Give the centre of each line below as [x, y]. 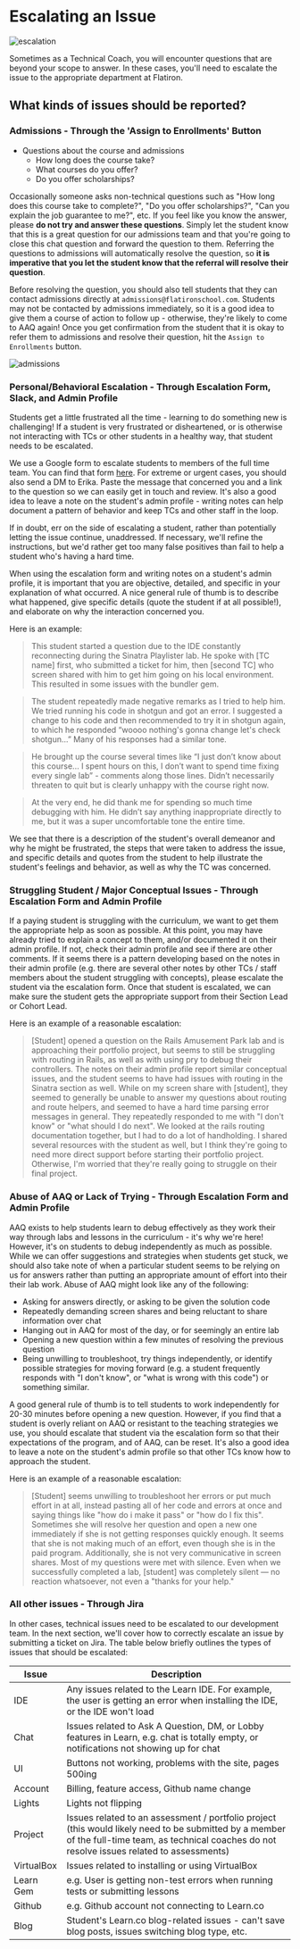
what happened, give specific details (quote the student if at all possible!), [145, 602]
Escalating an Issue [83, 17]
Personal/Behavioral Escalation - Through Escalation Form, [140, 387]
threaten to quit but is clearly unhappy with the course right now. [150, 785]
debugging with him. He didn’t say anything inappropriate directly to [156, 812]
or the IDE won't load [110, 1712]
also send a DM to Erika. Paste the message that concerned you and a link [146, 482]
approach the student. [50, 1461]
